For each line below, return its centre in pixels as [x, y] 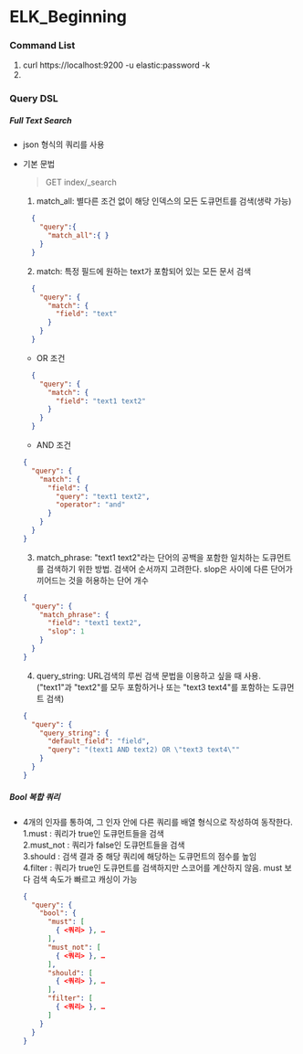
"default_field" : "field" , [99, 741]
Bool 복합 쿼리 [35, 797]
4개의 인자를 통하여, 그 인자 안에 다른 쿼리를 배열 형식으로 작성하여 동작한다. [158, 822]
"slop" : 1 [66, 632]
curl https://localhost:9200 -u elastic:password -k [116, 65]
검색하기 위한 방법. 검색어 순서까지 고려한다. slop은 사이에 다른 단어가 [170, 569]
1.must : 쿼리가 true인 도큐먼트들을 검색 [93, 833]
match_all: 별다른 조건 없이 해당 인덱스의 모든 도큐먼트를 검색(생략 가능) [164, 201]
